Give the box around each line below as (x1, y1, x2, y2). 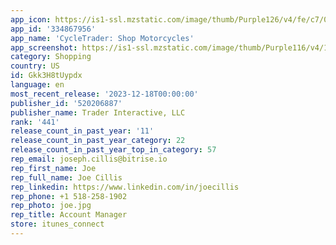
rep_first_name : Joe (10, 163, 97, 173)
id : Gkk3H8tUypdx (10, 71, 83, 81)
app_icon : (10, 14, 52, 25)
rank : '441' (10, 117, 60, 127)
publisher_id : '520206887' (10, 98, 123, 108)
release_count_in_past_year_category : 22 (10, 136, 186, 146)
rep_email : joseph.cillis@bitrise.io (10, 154, 168, 164)
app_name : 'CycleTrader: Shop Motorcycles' (10, 33, 195, 43)
